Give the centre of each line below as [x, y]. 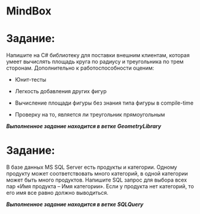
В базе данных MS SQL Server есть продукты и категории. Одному [92, 167]
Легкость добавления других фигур [60, 91]
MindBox [29, 11]
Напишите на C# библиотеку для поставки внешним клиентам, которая [98, 55]
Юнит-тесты [31, 80]
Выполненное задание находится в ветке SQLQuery [75, 204]
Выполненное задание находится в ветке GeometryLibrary [84, 126]
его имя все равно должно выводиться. [57, 193]
